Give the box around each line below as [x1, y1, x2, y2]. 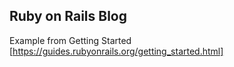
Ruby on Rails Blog [9, 8, 127, 25]
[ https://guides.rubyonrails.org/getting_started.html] [9, 45, 224, 57]
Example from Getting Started [9, 34, 132, 46]
